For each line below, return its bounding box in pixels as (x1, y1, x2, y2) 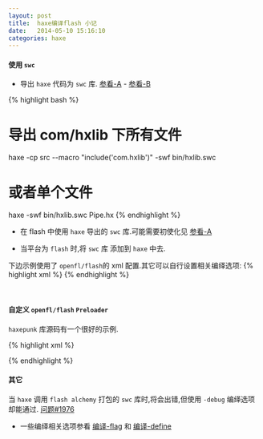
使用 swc (8, 59, 35, 69)
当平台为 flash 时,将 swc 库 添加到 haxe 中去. (19, 244, 166, 253)
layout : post (8, 11, 52, 20)
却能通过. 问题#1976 (8, 404, 75, 413)
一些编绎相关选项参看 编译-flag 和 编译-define (19, 421, 172, 431)
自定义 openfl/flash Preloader (8, 304, 108, 314)
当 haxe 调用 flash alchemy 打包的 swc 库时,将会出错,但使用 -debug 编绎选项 (8, 394, 255, 404)
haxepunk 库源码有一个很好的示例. (8, 324, 119, 333)
